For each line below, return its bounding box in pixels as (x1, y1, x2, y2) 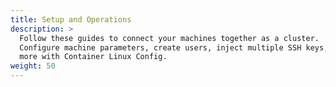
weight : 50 (10, 61, 56, 71)
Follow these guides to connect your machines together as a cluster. (19, 33, 320, 43)
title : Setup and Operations (10, 14, 132, 25)
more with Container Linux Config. (19, 52, 168, 62)
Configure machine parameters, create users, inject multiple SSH (19, 42, 302, 53)
